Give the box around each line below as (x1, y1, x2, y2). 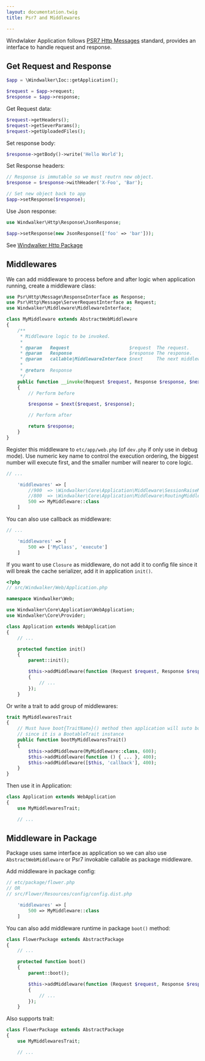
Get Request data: (6, 105, 52, 112)
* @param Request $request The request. (20, 344, 190, 351)
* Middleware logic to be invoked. (20, 333, 111, 340)
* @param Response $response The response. (20, 350, 192, 357)
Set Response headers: (6, 162, 65, 169)
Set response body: (6, 139, 56, 147)
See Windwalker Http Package (6, 241, 84, 248)
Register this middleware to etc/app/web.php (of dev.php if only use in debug (6, 445, 198, 453)
